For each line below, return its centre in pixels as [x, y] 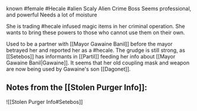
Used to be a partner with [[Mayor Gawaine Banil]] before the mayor [90, 44]
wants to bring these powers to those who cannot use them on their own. [96, 32]
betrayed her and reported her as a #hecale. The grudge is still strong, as [96, 50]
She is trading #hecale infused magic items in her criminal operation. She [96, 26]
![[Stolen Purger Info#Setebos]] [45, 102]
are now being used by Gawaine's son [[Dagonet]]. [69, 69]
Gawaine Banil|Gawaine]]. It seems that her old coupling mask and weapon [98, 63]
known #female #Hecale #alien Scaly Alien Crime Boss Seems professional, [99, 9]
